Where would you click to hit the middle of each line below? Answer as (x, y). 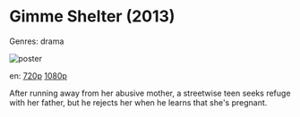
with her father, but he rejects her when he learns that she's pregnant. (138, 102)
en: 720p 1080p (38, 75)
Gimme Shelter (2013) (92, 17)
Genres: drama (37, 41)
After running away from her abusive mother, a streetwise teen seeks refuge (150, 93)
